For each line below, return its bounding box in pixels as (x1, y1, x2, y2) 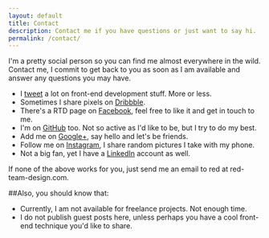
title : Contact (8, 19, 59, 27)
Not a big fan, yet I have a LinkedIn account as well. (19, 149, 191, 158)
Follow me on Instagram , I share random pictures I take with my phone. (19, 140, 255, 150)
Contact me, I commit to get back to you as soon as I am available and (8, 65, 241, 75)
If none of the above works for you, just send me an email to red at (8, 164, 229, 174)
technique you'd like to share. (35, 221, 132, 231)
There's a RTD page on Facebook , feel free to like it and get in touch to (19, 106, 255, 116)
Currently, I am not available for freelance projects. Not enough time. (19, 204, 247, 214)
